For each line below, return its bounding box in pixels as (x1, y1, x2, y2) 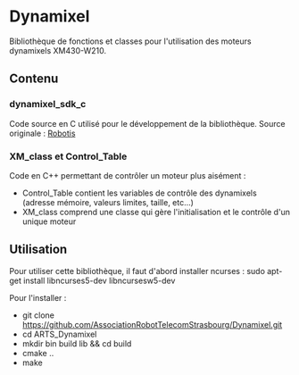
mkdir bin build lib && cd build (21, 337, 132, 349)
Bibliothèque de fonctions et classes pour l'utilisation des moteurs (9, 36, 252, 46)
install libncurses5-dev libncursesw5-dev (23, 275, 176, 286)
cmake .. (21, 347, 54, 358)
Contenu (9, 71, 59, 87)
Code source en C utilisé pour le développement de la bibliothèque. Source (9, 118, 286, 129)
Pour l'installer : (9, 292, 67, 303)
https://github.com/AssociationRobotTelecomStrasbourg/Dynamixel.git (21, 319, 283, 329)
